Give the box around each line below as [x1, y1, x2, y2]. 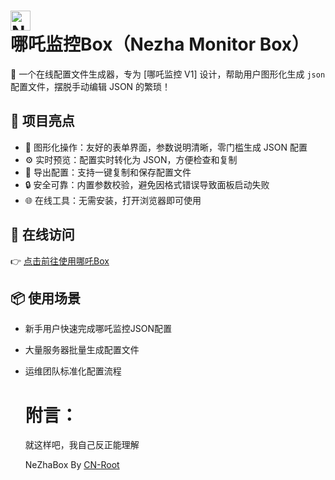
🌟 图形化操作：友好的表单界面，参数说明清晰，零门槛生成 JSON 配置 [24, 141, 308, 153]
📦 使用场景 [10, 290, 82, 307]
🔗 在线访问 [10, 226, 75, 244]
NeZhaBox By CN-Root [24, 459, 120, 471]
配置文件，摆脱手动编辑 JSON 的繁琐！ [10, 80, 172, 92]
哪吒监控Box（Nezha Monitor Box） [10, 33, 310, 56]
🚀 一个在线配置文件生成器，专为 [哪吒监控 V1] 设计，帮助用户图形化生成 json [10, 68, 326, 80]
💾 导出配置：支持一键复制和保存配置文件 [24, 166, 192, 178]
